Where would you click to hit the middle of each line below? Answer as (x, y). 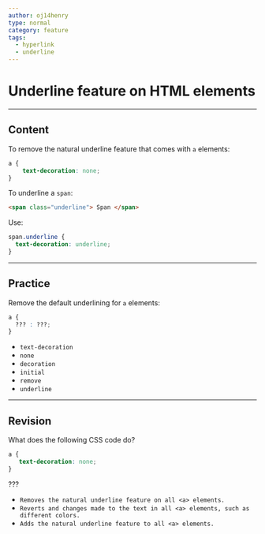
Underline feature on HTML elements (132, 91)
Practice (29, 284)
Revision (30, 421)
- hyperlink (35, 45)
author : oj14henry (38, 15)
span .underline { (37, 237)
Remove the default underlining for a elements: (84, 302)
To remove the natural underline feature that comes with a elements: (119, 149)
